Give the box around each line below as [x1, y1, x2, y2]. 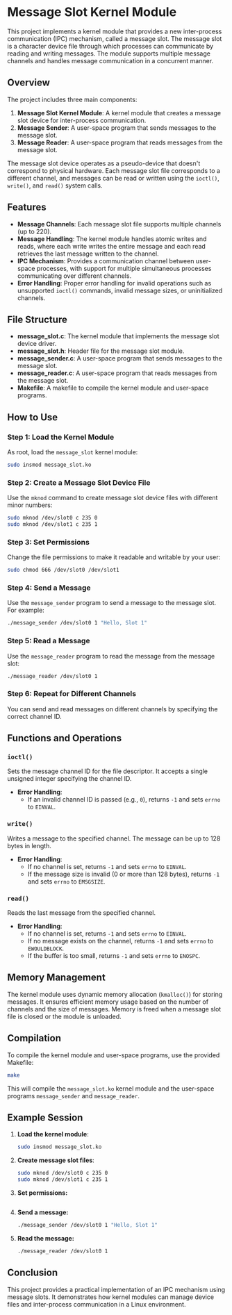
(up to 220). [17, 227, 52, 235]
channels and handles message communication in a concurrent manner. [7, 56, 214, 65]
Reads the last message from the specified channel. [7, 909, 156, 917]
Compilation [7, 1032, 61, 1044]
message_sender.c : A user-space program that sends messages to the [17, 354, 222, 363]
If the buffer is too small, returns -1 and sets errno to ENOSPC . [27, 952, 201, 960]
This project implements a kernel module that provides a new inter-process [7, 27, 222, 35]
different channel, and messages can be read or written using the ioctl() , [7, 174, 220, 182]
